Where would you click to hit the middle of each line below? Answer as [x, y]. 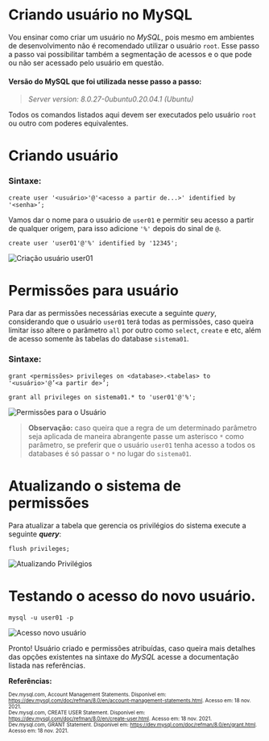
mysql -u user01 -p [41, 618]
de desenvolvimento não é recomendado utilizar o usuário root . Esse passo [134, 45]
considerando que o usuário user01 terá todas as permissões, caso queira [131, 321]
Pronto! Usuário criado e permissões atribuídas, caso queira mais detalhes [132, 648]
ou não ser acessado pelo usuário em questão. [86, 63]
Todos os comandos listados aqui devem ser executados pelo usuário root [132, 115]
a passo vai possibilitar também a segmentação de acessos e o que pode [130, 54]
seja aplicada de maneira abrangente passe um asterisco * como [136, 436]
